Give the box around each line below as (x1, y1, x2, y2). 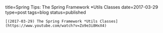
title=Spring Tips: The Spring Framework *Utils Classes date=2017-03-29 (5, 4, 158, 10)
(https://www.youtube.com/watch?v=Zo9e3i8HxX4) (5, 23, 107, 28)
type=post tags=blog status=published (5, 9, 87, 15)
